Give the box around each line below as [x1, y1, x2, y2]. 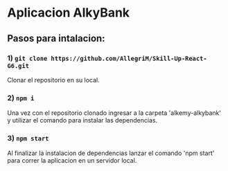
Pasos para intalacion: [7, 33, 105, 44]
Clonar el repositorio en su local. [7, 75, 100, 84]
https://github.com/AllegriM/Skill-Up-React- [51, 54, 207, 62]
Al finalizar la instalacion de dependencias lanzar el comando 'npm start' [7, 149, 215, 157]
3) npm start [7, 134, 49, 143]
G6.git [7, 62, 30, 70]
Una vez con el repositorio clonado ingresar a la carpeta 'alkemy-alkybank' [7, 109, 222, 117]
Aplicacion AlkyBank [7, 5, 130, 21]
